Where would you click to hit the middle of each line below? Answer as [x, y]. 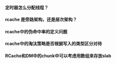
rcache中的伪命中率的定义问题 [36, 31]
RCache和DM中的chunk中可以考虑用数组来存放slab [58, 56]
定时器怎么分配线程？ [27, 7]
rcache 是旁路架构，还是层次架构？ [41, 20]
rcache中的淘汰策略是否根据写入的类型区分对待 [54, 43]
